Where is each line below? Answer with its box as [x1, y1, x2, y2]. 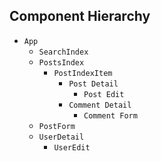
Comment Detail [68, 100, 132, 110]
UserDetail [38, 132, 85, 142]
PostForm [38, 121, 76, 131]
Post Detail [68, 79, 119, 89]
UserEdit [53, 142, 91, 153]
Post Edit [83, 89, 125, 99]
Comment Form [83, 110, 138, 121]
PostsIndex [38, 57, 85, 68]
